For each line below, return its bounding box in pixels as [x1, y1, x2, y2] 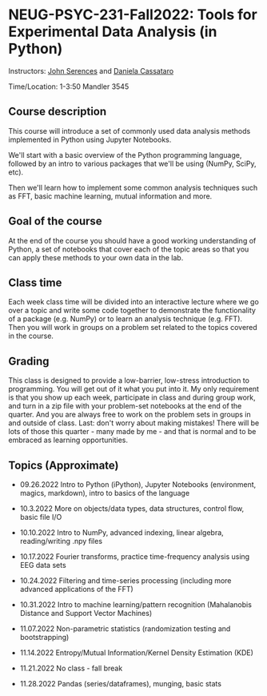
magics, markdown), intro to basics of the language [19, 489, 190, 497]
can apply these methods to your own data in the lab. [8, 252, 184, 262]
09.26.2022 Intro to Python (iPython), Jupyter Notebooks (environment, [19, 480, 257, 489]
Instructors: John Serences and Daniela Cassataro [8, 66, 174, 75]
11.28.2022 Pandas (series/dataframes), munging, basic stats [19, 679, 222, 688]
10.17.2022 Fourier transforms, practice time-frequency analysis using [19, 552, 250, 561]
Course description [8, 105, 107, 119]
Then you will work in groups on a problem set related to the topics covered [8, 323, 257, 332]
